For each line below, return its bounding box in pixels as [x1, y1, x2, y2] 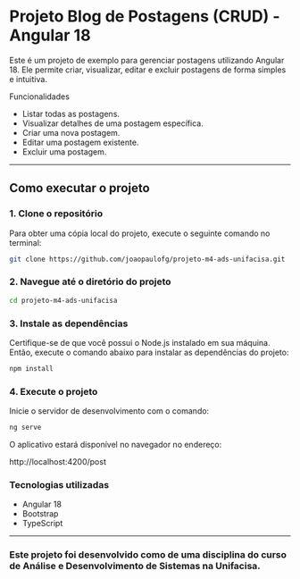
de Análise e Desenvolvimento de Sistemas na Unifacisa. [9, 560, 261, 573]
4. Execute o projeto [9, 385, 98, 398]
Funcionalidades [9, 91, 70, 102]
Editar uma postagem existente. [21, 137, 139, 147]
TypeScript [21, 518, 63, 529]
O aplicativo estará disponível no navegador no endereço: [9, 440, 222, 450]
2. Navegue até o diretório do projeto [9, 275, 171, 288]
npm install [9, 364, 54, 373]
